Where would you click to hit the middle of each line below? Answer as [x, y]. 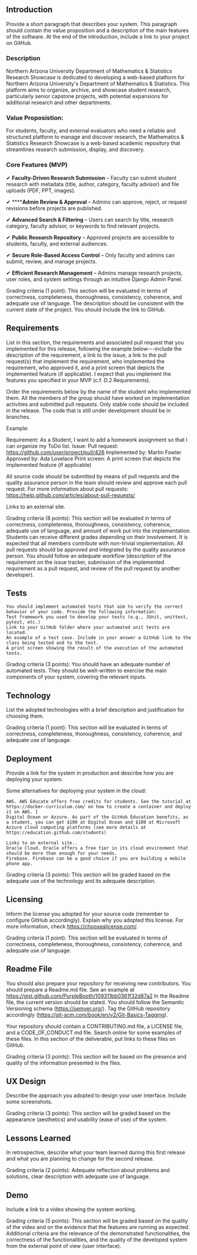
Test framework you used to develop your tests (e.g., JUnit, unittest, [97, 617]
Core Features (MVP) [37, 165]
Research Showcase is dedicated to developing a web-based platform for [96, 78]
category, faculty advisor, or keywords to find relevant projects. [83, 226]
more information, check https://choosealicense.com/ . [72, 926]
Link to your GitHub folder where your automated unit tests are [88, 627]
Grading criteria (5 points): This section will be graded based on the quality [97, 1221]
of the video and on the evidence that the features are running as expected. [98, 1227]
